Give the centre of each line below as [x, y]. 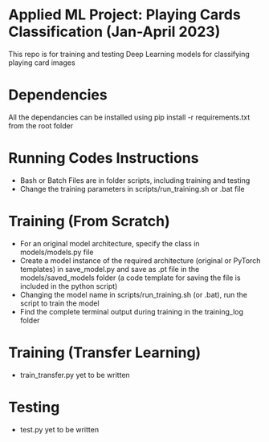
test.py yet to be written [59, 429]
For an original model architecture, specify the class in [110, 243]
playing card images [42, 63]
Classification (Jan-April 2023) [114, 32]
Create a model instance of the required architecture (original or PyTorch [140, 260]
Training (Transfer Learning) [105, 353]
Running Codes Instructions [104, 158]
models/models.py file [57, 252]
